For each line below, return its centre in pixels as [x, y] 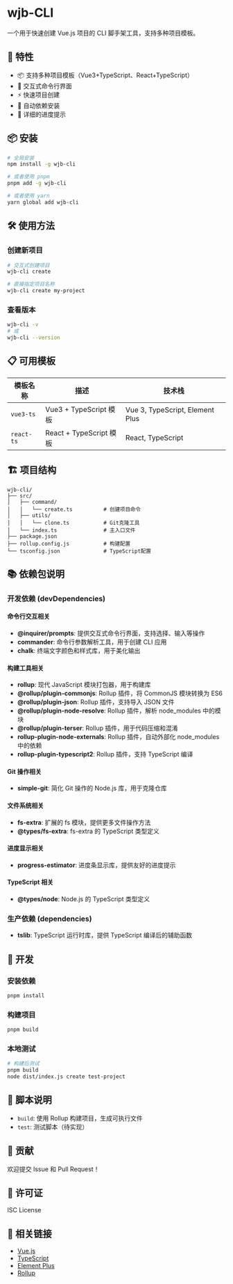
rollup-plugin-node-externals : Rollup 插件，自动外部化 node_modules [118, 737]
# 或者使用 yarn [28, 196]
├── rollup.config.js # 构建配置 [69, 544]
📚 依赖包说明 [36, 574]
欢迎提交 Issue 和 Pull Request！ [53, 1169]
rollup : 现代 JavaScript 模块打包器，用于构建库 [84, 685]
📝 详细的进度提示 [41, 114]
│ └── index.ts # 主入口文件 [71, 530]
